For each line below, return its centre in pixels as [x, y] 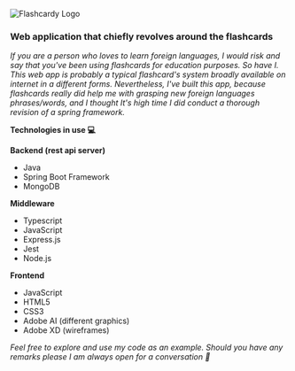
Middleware [33, 204]
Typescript [43, 220]
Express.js [42, 240]
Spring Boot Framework [66, 177]
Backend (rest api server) [58, 151]
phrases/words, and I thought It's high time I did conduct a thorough [135, 103]
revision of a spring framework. [67, 112]
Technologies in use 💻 [53, 130]
